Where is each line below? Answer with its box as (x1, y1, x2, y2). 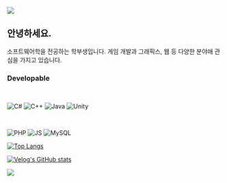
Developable (7, 73, 50, 83)
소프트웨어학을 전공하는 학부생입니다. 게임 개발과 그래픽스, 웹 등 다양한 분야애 (7, 47, 213, 56)
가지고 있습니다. (19, 56, 62, 64)
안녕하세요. (7, 27, 52, 40)
